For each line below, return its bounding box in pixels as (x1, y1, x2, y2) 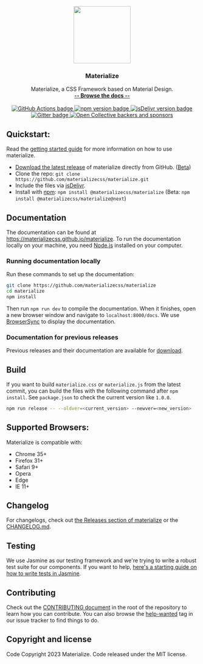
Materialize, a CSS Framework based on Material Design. (30, 85, 174, 93)
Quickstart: (6, 129, 50, 140)
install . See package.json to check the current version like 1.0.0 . (6, 393, 171, 401)
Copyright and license (6, 634, 92, 644)
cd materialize (6, 288, 45, 295)
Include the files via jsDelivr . (15, 182, 86, 189)
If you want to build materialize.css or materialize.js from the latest (6, 380, 181, 388)
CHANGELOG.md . (6, 523, 52, 530)
